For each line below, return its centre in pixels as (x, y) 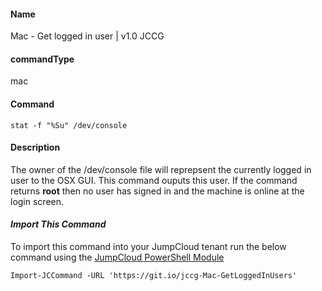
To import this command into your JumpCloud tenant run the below (148, 247)
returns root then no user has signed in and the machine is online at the (157, 191)
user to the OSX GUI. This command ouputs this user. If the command (154, 180)
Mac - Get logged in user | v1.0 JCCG (87, 36)
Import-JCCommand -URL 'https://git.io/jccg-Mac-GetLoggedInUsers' (154, 276)
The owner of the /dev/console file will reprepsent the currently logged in (161, 169)
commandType (42, 59)
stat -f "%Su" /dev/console (69, 125)
